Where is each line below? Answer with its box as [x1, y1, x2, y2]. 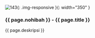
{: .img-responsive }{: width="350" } [17, 5, 90, 10]
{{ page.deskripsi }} [5, 27, 45, 33]
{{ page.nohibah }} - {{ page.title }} [5, 16, 90, 23]
